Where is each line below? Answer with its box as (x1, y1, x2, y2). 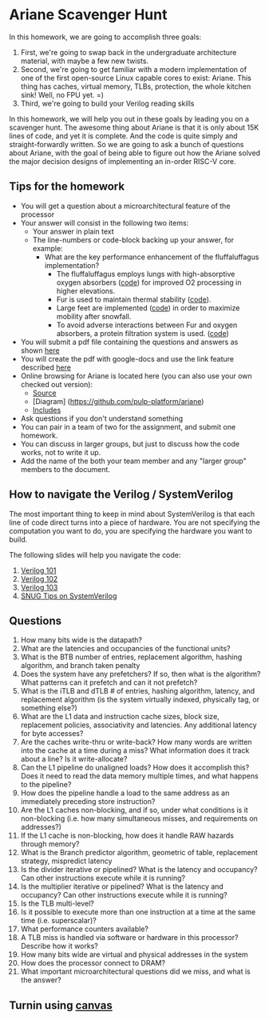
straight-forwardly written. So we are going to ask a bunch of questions (9, 139, 244, 149)
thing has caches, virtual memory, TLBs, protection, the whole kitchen (20, 82, 251, 91)
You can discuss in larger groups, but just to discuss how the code (20, 438, 240, 449)
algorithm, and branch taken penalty (20, 661, 140, 670)
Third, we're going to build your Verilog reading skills (20, 98, 195, 108)
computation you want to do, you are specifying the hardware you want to (9, 526, 252, 535)
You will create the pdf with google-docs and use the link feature (20, 354, 235, 363)
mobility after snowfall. (56, 311, 132, 321)
